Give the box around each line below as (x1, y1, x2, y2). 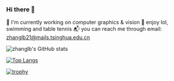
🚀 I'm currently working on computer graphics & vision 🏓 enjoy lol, (6, 19, 169, 26)
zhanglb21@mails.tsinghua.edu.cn (6, 34, 91, 41)
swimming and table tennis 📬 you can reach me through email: (6, 25, 162, 33)
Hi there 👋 (6, 5, 36, 14)
